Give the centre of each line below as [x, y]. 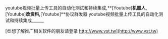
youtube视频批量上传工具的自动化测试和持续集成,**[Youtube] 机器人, [76, 8]
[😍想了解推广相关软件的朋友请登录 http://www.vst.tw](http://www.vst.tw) [82, 31]
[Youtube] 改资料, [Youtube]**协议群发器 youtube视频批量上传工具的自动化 [82, 14]
